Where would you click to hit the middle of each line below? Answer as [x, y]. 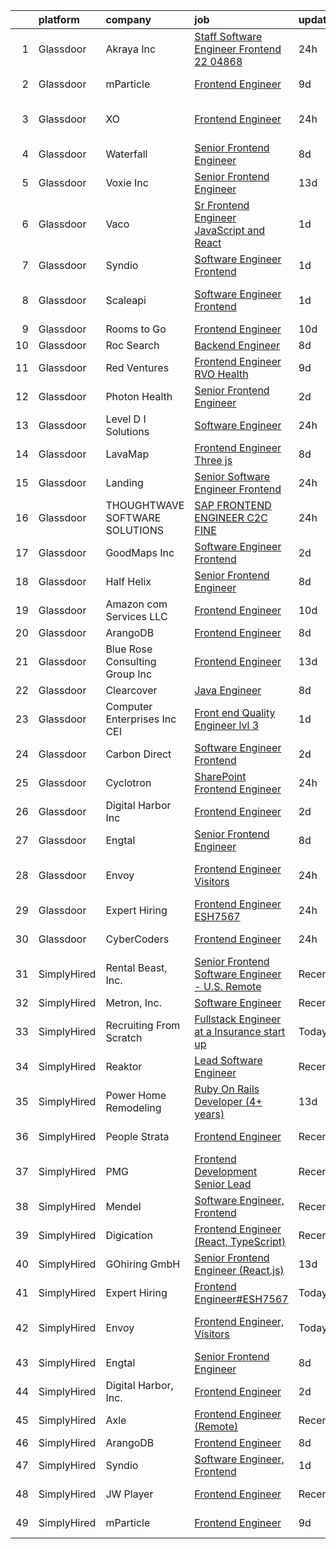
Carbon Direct [138, 754]
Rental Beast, [136, 967]
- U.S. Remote [228, 986]
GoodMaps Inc [140, 552]
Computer [129, 706]
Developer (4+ [228, 1101]
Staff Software [228, 36]
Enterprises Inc [141, 719]
